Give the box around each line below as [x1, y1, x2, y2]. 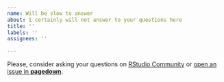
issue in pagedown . [7, 68, 64, 76]
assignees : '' [7, 36, 48, 42]
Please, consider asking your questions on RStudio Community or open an [7, 60, 217, 68]
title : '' [7, 23, 36, 29]
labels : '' [7, 29, 38, 36]
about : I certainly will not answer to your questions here [7, 16, 183, 23]
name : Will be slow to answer [7, 10, 94, 17]
